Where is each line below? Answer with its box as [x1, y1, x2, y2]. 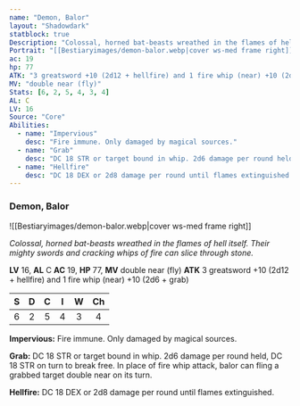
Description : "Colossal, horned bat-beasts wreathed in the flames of [9, 37, 278, 47]
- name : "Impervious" [17, 129, 98, 138]
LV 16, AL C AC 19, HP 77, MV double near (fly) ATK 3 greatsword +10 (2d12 [9, 264, 289, 275]
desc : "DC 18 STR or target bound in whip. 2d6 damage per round [25, 153, 274, 163]
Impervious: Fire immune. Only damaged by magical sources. [9, 333, 237, 344]
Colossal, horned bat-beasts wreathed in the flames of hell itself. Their [9, 237, 271, 248]
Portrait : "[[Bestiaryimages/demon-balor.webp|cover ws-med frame [9, 46, 262, 55]
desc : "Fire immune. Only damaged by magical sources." [25, 137, 238, 146]
